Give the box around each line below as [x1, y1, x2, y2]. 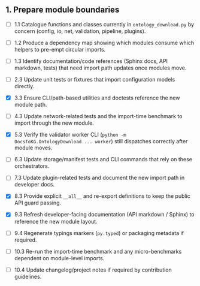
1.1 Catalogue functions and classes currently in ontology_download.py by [14, 20, 195, 28]
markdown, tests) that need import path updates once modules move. [14, 64, 187, 71]
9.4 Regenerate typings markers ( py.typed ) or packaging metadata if [14, 229, 184, 236]
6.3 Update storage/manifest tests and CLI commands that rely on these [14, 156, 193, 163]
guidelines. [14, 273, 42, 280]
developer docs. [14, 181, 55, 188]
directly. [14, 83, 35, 90]
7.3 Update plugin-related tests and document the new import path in [14, 174, 185, 182]
